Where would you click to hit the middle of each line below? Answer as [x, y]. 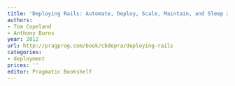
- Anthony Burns [31, 33]
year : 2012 [23, 40]
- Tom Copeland [29, 26]
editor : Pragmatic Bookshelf [50, 71]
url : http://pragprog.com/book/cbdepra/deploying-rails [90, 46]
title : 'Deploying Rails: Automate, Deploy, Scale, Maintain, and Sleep [115, 14]
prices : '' [23, 65]
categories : [24, 53]
